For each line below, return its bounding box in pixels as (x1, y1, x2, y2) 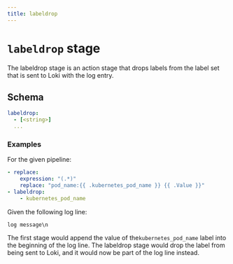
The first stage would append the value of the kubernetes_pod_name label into (7, 233, 227, 242)
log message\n (7, 221, 49, 228)
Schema (7, 91, 44, 103)
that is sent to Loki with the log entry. (7, 71, 114, 79)
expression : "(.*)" (20, 176, 77, 183)
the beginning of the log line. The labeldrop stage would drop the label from (7, 241, 225, 249)
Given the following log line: (7, 207, 87, 216)
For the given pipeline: (7, 155, 72, 164)
